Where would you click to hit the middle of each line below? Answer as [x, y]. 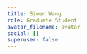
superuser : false [33, 40]
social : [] [23, 33]
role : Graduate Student [42, 20]
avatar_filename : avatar [44, 27]
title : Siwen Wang [34, 14]
